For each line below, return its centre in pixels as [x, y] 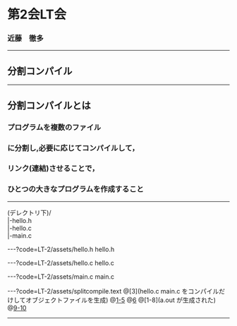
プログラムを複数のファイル [54, 127]
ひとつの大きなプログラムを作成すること [76, 189]
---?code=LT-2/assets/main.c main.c [61, 277]
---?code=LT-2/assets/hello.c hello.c [61, 262]
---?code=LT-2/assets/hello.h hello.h [61, 249]
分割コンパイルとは [49, 105]
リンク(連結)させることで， [53, 169]
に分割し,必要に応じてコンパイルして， [73, 147]
